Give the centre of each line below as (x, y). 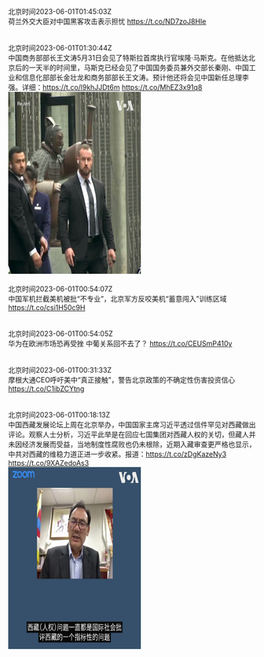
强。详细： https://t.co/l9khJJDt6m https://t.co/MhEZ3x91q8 (105, 87)
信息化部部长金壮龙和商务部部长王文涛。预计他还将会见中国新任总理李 (135, 78)
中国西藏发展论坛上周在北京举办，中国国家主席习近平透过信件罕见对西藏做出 (132, 424)
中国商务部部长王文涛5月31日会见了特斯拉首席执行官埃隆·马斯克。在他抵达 (128, 58)
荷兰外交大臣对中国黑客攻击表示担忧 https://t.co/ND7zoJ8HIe (107, 21)
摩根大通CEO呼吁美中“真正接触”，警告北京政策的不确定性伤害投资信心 (122, 380)
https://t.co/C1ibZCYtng (46, 389)
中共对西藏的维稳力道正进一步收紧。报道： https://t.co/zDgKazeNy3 (117, 454)
